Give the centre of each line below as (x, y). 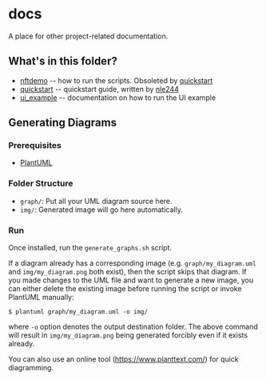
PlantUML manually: (41, 298)
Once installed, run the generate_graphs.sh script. (90, 248)
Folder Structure (41, 183)
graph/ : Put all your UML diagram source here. (96, 201)
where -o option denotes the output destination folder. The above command (133, 327)
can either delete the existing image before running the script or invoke (125, 289)
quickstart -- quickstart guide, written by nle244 (99, 89)
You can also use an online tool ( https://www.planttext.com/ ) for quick (123, 359)
